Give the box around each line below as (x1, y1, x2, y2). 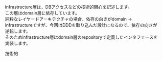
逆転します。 (5, 28, 31, 34)
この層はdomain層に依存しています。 (5, 10, 80, 16)
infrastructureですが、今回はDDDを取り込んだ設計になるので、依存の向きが (5, 22, 158, 28)
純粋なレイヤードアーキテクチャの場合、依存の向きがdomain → (5, 16, 132, 22)
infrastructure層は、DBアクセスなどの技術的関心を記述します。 (5, 4, 132, 10)
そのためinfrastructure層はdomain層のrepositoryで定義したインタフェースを (5, 34, 158, 40)
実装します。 (5, 40, 31, 46)
